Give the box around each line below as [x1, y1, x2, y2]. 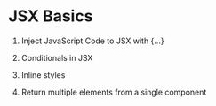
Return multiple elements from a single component [20, 87, 207, 97]
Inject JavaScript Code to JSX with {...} [20, 35, 165, 46]
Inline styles [20, 69, 66, 80]
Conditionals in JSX [20, 52, 93, 63]
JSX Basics [8, 6, 93, 26]
